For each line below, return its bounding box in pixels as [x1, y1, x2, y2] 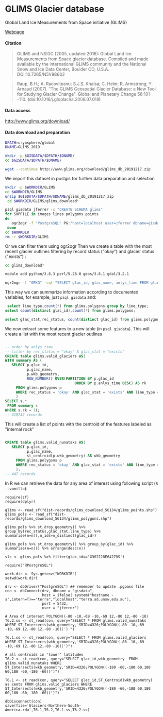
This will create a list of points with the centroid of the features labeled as [5, 421, 152, 427]
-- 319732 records [5, 412, 42, 417]
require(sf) [5, 495, 29, 500]
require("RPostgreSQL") [5, 563, 53, 568]
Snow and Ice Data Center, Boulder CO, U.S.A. [16, 67, 110, 72]
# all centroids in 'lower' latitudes [5, 652, 83, 657]
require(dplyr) [5, 499, 36, 504]
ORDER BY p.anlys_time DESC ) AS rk [74, 380, 147, 386]
